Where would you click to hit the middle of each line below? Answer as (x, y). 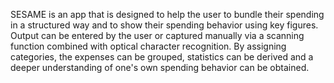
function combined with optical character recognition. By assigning (148, 46)
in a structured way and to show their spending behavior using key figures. (164, 25)
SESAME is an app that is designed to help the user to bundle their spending (167, 14)
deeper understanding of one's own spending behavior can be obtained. (160, 67)
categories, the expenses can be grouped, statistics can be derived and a (162, 57)
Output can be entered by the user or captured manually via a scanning (157, 35)
